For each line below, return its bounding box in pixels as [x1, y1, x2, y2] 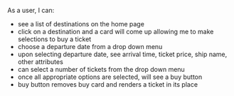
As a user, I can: [7, 6, 55, 14]
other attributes [17, 58, 64, 66]
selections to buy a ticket [17, 35, 92, 43]
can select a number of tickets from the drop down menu [17, 65, 185, 73]
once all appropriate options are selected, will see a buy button [17, 73, 203, 81]
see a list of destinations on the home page [17, 20, 144, 28]
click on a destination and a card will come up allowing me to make [17, 28, 214, 36]
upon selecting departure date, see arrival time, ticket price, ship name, [17, 50, 228, 58]
